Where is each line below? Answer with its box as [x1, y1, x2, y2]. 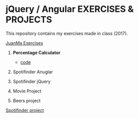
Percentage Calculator [12, 50, 61, 56]
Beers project [12, 98, 41, 104]
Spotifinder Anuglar [12, 68, 53, 75]
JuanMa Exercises [5, 40, 44, 46]
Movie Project [12, 88, 42, 94]
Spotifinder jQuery [12, 78, 51, 84]
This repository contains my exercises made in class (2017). [5, 30, 128, 36]
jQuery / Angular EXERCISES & [5, 3, 134, 15]
